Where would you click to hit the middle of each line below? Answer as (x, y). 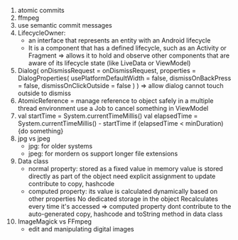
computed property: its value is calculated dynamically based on (123, 191)
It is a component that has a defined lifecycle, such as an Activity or (128, 48)
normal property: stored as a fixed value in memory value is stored (126, 169)
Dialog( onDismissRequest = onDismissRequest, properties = (107, 71)
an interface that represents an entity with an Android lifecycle (119, 40)
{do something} (40, 131)
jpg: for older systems (60, 146)
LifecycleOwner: (42, 33)
